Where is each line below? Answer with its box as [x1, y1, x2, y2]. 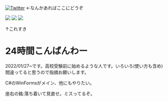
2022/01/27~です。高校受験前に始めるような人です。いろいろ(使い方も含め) [5, 63, 163, 69]
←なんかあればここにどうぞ [26, 5, 83, 11]
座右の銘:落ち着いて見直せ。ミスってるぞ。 [5, 90, 95, 96]
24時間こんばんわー [5, 45, 88, 57]
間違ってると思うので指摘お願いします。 [5, 69, 89, 75]
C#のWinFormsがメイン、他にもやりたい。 [5, 80, 95, 86]
